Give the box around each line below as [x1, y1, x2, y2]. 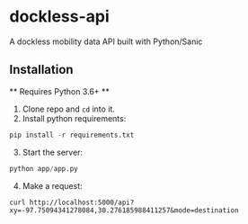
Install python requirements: [22, 112, 127, 123]
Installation [9, 62, 74, 77]
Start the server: [22, 147, 84, 157]
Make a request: [22, 180, 83, 191]
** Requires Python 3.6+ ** [9, 85, 111, 96]
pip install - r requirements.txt [9, 130, 135, 139]
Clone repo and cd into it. [22, 103, 115, 114]
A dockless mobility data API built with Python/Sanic [9, 36, 203, 47]
